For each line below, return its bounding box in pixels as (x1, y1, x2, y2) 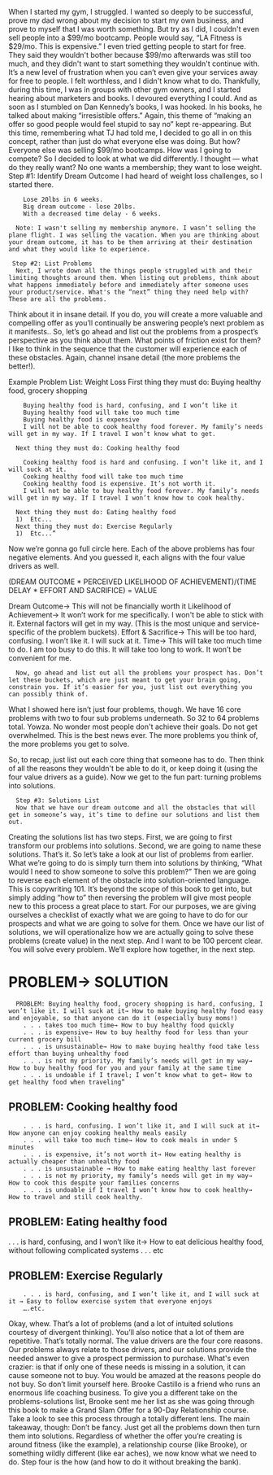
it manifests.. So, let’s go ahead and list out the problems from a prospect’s (8, 327, 258, 336)
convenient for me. (8, 653, 71, 662)
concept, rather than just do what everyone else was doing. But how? (8, 137, 241, 146)
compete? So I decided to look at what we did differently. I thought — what (8, 154, 258, 164)
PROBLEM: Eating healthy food (8, 1215, 168, 1229)
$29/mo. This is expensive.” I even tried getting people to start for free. (8, 41, 246, 51)
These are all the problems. (8, 295, 107, 303)
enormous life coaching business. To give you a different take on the (8, 1388, 238, 1398)
